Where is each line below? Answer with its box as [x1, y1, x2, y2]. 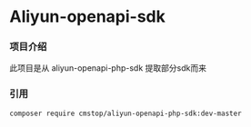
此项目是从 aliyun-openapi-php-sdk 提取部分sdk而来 [9, 63, 207, 73]
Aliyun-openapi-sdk [9, 6, 166, 27]
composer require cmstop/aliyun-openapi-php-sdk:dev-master [9, 109, 243, 118]
